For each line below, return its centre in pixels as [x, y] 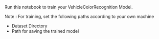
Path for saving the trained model [45, 31]
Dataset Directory [29, 26]
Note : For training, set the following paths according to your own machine [79, 16]
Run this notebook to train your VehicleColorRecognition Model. [69, 7]
